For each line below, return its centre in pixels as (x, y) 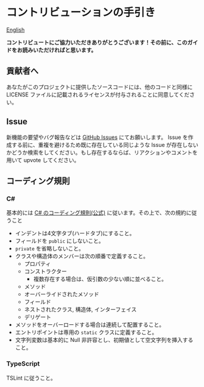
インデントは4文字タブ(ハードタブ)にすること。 (75, 233)
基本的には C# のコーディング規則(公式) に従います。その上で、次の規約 (97, 213)
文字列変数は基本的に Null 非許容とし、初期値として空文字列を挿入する (104, 340)
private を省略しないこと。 (49, 249)
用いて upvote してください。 (43, 160)
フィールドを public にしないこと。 (60, 241)
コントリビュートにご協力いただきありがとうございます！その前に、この (97, 42)
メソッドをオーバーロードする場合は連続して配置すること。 (90, 325)
